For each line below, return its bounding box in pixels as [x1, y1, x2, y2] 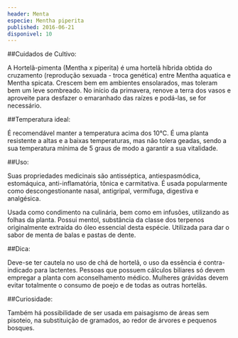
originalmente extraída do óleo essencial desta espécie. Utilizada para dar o [7, 223, 229, 232]
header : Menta [7, 10, 50, 18]
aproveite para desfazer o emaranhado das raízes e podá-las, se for [7, 94, 207, 102]
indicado [7, 266, 33, 275]
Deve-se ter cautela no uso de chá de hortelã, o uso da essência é [7, 258, 202, 267]
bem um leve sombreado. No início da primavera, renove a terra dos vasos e [7, 86, 231, 95]
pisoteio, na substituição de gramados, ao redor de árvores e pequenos [7, 316, 217, 324]
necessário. [7, 101, 42, 110]
